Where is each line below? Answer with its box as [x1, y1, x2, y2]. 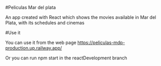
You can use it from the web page [5, 39, 77, 46]
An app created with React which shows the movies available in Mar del [5, 14, 156, 20]
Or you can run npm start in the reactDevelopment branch [5, 55, 127, 61]
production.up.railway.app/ [5, 45, 62, 51]
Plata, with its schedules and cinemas [5, 20, 85, 26]
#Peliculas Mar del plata [5, 5, 56, 10]
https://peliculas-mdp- [77, 39, 125, 46]
